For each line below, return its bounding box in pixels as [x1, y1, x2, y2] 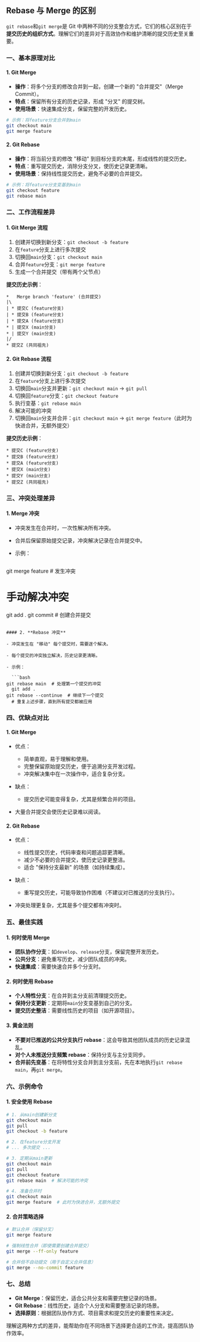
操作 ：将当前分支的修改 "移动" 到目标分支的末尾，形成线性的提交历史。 [14, 155, 190, 162]
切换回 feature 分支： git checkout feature [14, 392, 119, 399]
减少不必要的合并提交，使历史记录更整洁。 [23, 856, 129, 863]
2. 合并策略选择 [6, 1213, 44, 1220]
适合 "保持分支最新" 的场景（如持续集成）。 [23, 864, 129, 871]
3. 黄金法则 [6, 1022, 34, 1029]
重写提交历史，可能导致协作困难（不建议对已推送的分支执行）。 [23, 889, 178, 896]
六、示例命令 [6, 1082, 43, 1091]
